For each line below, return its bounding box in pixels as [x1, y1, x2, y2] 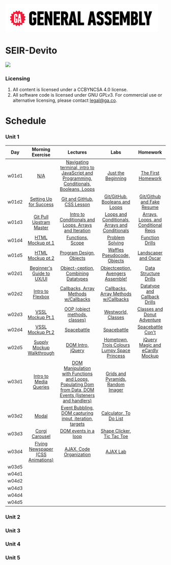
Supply [34, 339, 49, 345]
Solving [108, 240, 124, 246]
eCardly [141, 347, 159, 353]
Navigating [66, 159, 89, 165]
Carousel [31, 433, 51, 439]
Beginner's [30, 265, 52, 271]
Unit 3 [5, 527, 21, 534]
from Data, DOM [60, 386, 95, 393]
